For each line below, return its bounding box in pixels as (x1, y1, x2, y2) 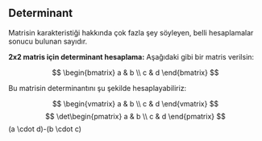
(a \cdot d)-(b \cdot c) (8, 124, 82, 134)
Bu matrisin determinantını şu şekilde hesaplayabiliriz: (8, 83, 187, 93)
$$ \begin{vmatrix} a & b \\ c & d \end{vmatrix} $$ (52, 98, 219, 108)
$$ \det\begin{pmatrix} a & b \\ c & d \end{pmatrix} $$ (45, 111, 226, 121)
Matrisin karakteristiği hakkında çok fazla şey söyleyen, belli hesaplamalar (8, 27, 254, 37)
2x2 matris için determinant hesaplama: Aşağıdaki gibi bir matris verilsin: (8, 52, 255, 61)
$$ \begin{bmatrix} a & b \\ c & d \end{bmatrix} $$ (52, 68, 219, 77)
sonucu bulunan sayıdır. (8, 36, 88, 46)
